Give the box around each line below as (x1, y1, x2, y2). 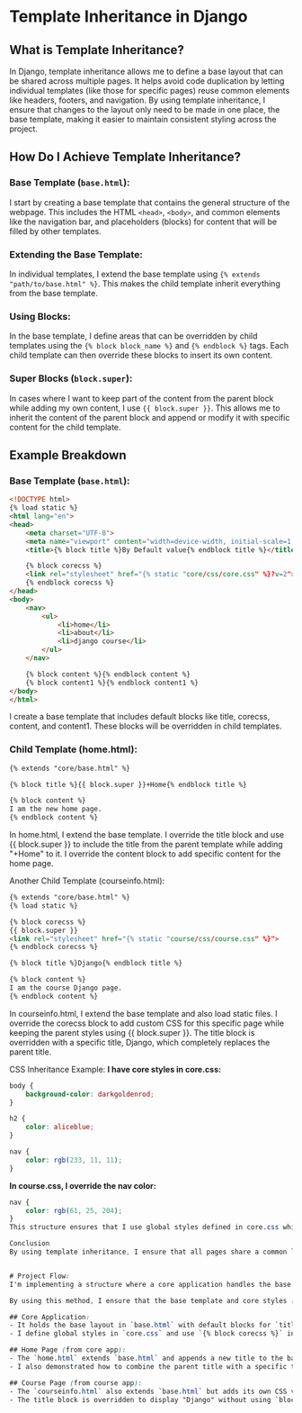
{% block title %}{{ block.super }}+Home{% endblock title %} (9, 780, 247, 789)
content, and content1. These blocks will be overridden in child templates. (9, 720, 282, 731)
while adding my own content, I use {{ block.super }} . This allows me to (9, 403, 280, 413)
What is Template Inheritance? (9, 42, 184, 58)
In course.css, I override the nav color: (9, 1180, 156, 1191)
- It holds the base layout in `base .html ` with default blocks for (9, 1321, 271, 1330)
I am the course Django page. (9, 983, 123, 992)
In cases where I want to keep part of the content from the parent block (9, 393, 274, 403)
